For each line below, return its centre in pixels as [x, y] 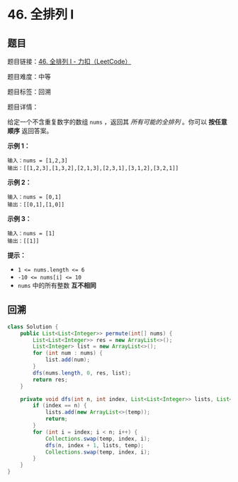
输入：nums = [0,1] [34, 197]
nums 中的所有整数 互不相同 [57, 285]
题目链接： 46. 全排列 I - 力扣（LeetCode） [69, 61]
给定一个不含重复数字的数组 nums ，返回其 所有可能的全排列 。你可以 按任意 [118, 122]
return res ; [51, 380]
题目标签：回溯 [29, 92]
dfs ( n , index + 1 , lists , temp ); [94, 445]
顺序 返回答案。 [30, 131]
